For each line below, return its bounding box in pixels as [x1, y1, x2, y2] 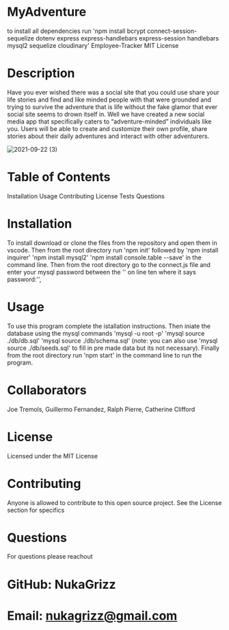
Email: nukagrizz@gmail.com [7, 608, 178, 623]
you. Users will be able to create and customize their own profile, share [7, 124, 208, 132]
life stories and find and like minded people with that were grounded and [7, 95, 212, 104]
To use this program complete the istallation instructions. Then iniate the [7, 322, 211, 330]
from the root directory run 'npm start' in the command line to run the [7, 351, 202, 359]
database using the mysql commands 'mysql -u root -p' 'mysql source [7, 329, 205, 337]
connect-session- [146, 27, 198, 35]
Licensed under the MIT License [7, 452, 98, 460]
